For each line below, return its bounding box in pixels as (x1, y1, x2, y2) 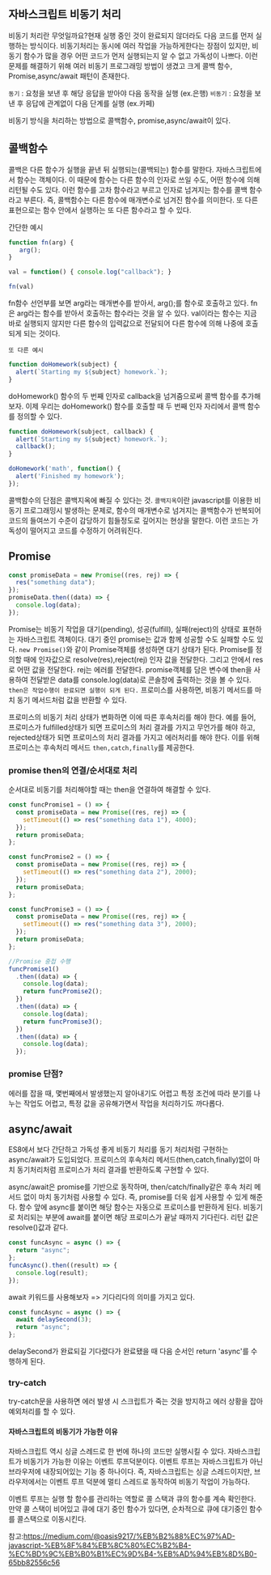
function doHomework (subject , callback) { (8, 427, 154, 435)
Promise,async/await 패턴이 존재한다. (8, 71, 130, 81)
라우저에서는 (8, 1476, 49, 1486)
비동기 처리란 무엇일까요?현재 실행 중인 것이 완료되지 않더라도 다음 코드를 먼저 (8, 31, 254, 40)
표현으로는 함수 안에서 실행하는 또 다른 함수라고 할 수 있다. (8, 205, 192, 214)
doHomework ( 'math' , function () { (8, 464, 121, 473)
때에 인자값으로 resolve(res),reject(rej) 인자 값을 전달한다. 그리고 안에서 (23, 654, 251, 664)
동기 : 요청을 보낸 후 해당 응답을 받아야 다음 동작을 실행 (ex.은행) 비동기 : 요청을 (8, 88, 253, 98)
